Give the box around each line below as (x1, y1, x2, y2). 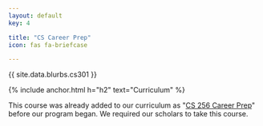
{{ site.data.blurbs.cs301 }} (8, 69, 98, 80)
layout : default (8, 11, 63, 20)
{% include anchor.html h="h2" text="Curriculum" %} (8, 85, 186, 95)
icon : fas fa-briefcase (8, 41, 88, 49)
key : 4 (8, 19, 30, 27)
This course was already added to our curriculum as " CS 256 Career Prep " (8, 100, 256, 110)
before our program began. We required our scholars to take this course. (8, 109, 249, 119)
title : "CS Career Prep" (8, 33, 91, 41)
